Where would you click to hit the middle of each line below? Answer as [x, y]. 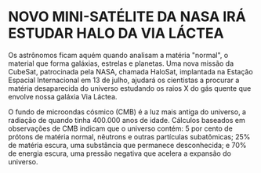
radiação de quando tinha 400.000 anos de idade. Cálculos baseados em [127, 120]
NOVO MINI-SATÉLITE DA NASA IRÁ [127, 17]
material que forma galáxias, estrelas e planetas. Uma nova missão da [121, 63]
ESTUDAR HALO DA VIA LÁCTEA [116, 33]
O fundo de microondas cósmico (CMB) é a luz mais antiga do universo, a [127, 112]
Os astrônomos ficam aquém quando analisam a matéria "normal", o [118, 55]
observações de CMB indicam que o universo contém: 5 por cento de [120, 128]
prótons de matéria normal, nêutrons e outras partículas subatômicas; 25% [129, 136]
